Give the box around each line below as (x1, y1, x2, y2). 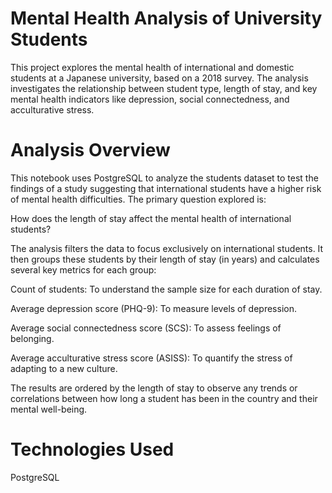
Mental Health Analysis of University (10, 7, 323, 30)
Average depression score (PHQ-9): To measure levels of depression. (10, 302, 297, 314)
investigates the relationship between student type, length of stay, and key (10, 82, 318, 94)
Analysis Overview (10, 139, 171, 162)
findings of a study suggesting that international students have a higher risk (10, 182, 322, 194)
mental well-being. (10, 403, 88, 415)
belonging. (10, 332, 55, 344)
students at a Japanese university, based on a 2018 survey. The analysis (10, 72, 309, 84)
